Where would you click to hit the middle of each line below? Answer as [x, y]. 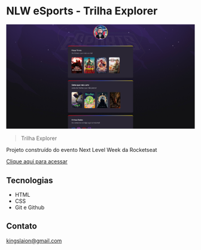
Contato [22, 226]
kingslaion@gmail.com [34, 240]
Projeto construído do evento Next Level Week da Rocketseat [82, 150]
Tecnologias [30, 180]
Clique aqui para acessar [37, 161]
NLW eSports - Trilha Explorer [82, 11]
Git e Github [30, 208]
